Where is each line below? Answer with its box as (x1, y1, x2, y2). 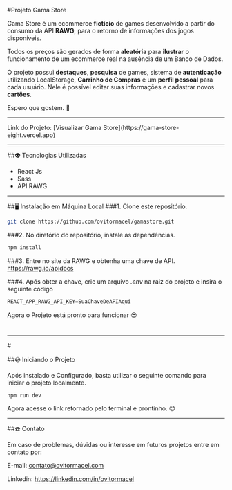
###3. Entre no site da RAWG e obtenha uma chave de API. (7, 256, 175, 265)
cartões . (7, 90, 32, 98)
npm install (7, 244, 41, 251)
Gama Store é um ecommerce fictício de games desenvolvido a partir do (7, 19, 215, 27)
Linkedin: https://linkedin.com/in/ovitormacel (7, 474, 135, 483)
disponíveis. (7, 34, 41, 42)
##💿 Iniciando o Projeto (7, 355, 76, 363)
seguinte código (7, 284, 53, 293)
